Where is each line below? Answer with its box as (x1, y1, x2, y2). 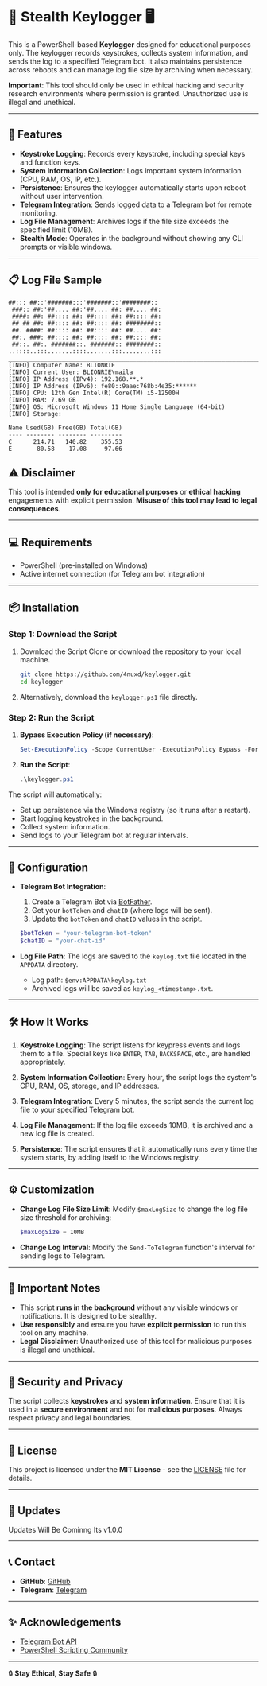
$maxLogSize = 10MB (19, 1228, 85, 1236)
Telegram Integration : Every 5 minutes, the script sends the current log (19, 1097, 254, 1106)
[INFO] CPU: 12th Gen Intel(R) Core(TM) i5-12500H (8, 389, 180, 397)
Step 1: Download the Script (8, 628, 118, 639)
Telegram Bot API (19, 1637, 77, 1646)
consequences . (8, 504, 61, 514)
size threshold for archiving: (19, 1212, 112, 1222)
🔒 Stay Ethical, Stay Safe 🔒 (8, 1669, 98, 1678)
